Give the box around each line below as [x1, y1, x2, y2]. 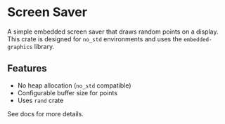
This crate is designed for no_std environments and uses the [7, 34, 183, 43]
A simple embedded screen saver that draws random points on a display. [7, 27, 219, 36]
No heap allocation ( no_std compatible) [17, 81, 131, 90]
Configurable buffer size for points [17, 88, 118, 97]
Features [7, 62, 47, 74]
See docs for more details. [7, 109, 84, 118]
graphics [7, 43, 33, 50]
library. [34, 42, 55, 50]
